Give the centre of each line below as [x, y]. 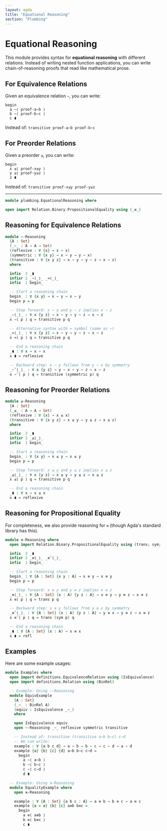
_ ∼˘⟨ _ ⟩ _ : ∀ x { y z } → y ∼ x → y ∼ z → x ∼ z [58, 370]
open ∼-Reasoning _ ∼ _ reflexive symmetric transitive [71, 728]
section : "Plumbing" [27, 19]
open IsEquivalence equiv [41, 723]
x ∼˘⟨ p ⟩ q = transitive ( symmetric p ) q [54, 374]
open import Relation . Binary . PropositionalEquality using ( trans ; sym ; [85, 544]
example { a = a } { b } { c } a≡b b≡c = [51, 806]
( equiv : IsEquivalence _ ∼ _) [44, 710]
